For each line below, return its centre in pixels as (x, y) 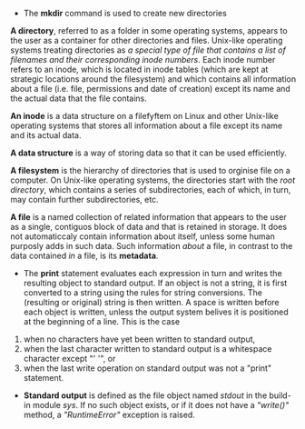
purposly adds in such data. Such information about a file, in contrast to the (152, 246)
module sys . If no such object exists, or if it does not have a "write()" (161, 405)
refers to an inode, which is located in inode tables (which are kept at (139, 69)
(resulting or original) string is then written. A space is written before (151, 302)
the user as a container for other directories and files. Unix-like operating (147, 40)
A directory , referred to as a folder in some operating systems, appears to (149, 30)
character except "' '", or (69, 359)
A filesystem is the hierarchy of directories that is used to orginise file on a (151, 170)
